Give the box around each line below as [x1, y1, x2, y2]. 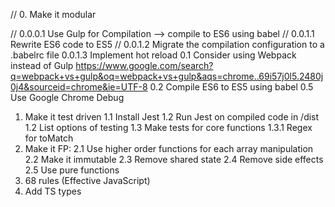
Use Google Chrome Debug [10, 92, 125, 103]
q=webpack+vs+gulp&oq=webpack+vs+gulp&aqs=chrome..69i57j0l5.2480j [10, 70, 324, 82]
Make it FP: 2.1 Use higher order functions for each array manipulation [24, 143, 314, 154]
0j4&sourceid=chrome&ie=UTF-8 [10, 81, 148, 93]
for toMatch [24, 132, 74, 144]
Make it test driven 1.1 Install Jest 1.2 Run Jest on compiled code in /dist [24, 111, 320, 123]
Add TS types [24, 185, 82, 197]
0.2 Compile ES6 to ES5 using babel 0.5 [149, 81, 314, 93]
